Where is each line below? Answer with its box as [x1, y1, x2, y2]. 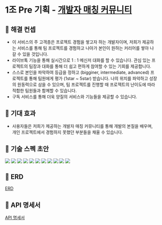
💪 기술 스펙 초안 [5, 145, 49, 153]
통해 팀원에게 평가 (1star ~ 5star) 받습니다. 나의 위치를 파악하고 [29, 76, 148, 81]
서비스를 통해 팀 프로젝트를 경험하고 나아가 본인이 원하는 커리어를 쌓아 [17, 45, 149, 51]
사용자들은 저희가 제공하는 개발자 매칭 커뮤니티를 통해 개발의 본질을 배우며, [12, 123, 153, 129]
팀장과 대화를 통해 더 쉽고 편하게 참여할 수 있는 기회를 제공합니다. [29, 64, 151, 69]
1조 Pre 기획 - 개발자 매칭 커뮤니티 [5, 4, 132, 16]
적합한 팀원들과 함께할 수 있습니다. [12, 88, 77, 93]
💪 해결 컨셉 [5, 25, 36, 34]
